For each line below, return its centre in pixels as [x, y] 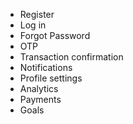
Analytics [39, 88]
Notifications [46, 67]
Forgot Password [55, 35]
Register [37, 14]
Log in [33, 25]
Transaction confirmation [71, 57]
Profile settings [51, 78]
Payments [40, 99]
